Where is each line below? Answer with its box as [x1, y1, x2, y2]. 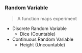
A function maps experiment [17, 16, 77, 22]
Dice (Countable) [19, 31, 56, 37]
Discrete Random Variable [12, 25, 67, 32]
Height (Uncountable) [19, 42, 66, 48]
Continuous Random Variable [12, 36, 74, 42]
